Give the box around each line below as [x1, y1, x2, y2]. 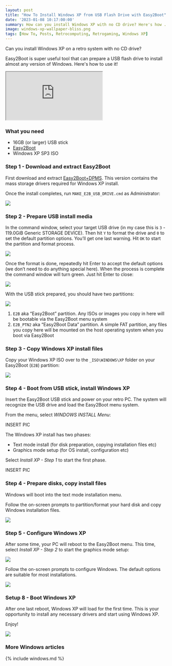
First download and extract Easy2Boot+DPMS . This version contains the [5, 175, 158, 181]
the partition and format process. [5, 240, 75, 247]
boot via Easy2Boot [12, 332, 54, 338]
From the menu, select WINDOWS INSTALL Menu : [5, 412, 111, 418]
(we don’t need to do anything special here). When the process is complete [5, 266, 165, 272]
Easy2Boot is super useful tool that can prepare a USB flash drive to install [5, 55, 163, 62]
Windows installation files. [5, 507, 61, 513]
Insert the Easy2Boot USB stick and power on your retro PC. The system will [5, 396, 167, 402]
